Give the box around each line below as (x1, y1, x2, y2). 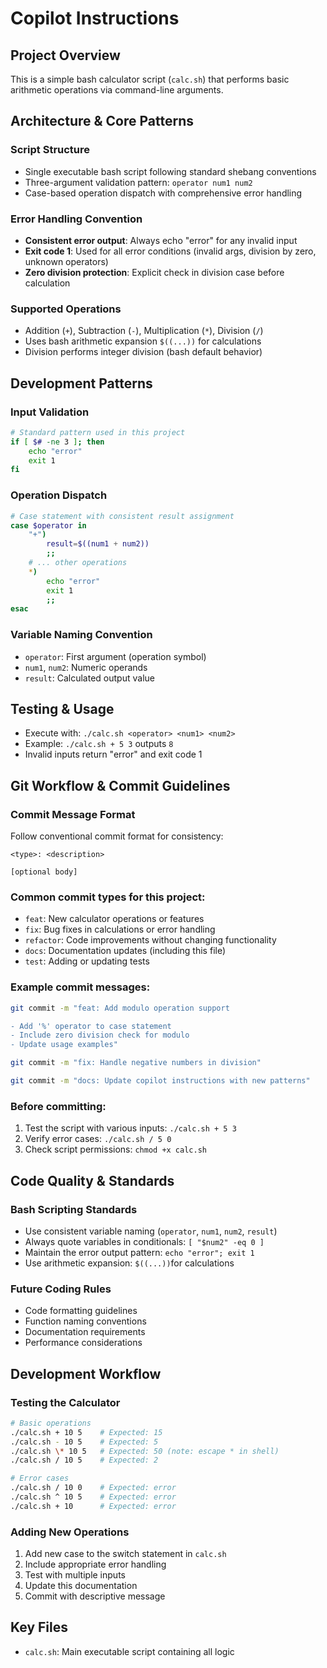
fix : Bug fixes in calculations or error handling (24, 923, 216, 936)
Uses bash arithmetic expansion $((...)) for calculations (24, 335, 262, 347)
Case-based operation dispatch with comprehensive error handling (24, 187, 303, 199)
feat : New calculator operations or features (24, 913, 205, 925)
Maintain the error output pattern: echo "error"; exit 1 (24, 1246, 255, 1258)
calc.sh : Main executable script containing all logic (24, 1645, 235, 1657)
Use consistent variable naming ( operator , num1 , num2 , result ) (24, 1225, 278, 1237)
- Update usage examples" (10, 1040, 118, 1050)
